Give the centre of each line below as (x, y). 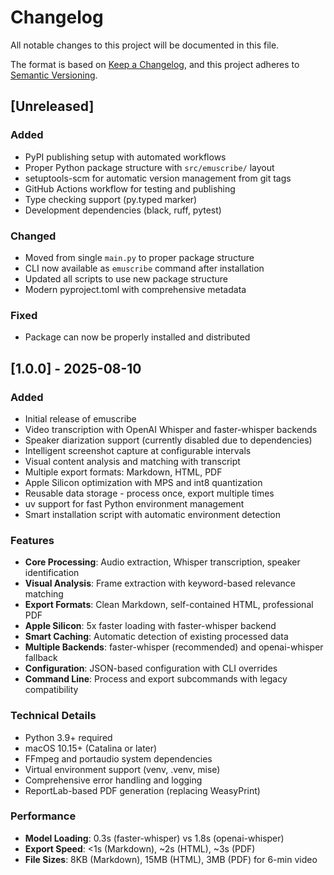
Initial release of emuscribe (80, 418)
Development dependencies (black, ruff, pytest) (123, 210)
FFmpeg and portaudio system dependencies (118, 758)
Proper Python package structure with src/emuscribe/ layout (149, 167)
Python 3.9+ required (68, 737)
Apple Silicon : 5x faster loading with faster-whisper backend (150, 626)
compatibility (51, 690)
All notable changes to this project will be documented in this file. (145, 45)
